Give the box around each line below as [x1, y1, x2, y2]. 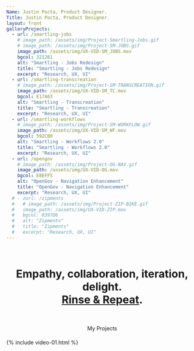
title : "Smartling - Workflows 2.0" [17, 144, 111, 151]
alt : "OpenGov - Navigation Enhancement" [17, 179, 123, 185]
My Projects [87, 324, 117, 332]
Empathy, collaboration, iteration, [16, 267, 189, 281]
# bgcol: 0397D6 [12, 212, 59, 219]
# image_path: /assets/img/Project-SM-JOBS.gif [17, 43, 140, 49]
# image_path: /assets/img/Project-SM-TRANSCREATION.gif [17, 83, 165, 89]
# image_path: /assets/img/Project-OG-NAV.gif [17, 162, 137, 168]
